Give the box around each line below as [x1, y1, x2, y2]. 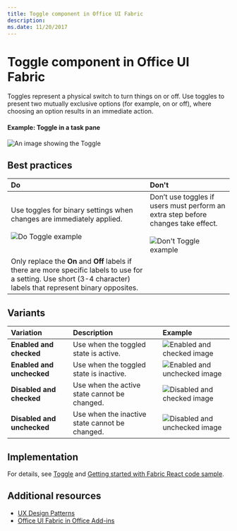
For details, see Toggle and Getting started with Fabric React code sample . [7, 470, 224, 478]
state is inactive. [73, 369, 127, 379]
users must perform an [150, 201, 226, 211]
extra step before [150, 209, 207, 219]
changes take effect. [150, 219, 218, 228]
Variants [7, 307, 46, 319]
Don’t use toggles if [150, 192, 215, 202]
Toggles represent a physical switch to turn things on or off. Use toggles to [7, 92, 225, 101]
